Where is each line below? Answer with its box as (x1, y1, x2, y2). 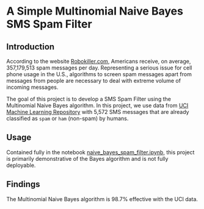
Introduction (6, 41, 55, 52)
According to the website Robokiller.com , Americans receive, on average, (6, 58, 191, 65)
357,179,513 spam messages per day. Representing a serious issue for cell (6, 64, 192, 71)
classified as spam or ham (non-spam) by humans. (6, 115, 129, 122)
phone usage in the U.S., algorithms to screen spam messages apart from (6, 71, 192, 77)
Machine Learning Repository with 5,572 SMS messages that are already (6, 108, 189, 115)
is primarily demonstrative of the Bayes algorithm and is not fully (6, 155, 169, 162)
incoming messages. (6, 83, 59, 91)
